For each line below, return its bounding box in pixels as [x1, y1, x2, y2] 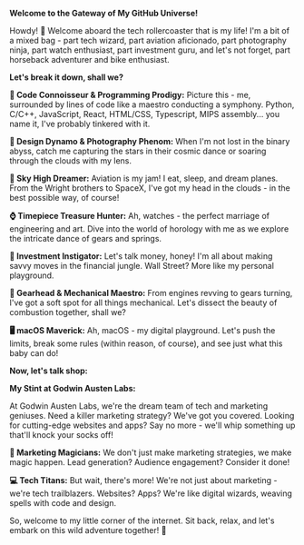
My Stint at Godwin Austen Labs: [9, 383, 136, 393]
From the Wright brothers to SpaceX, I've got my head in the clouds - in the [9, 183, 290, 193]
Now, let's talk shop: [9, 365, 88, 376]
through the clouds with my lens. [9, 155, 132, 166]
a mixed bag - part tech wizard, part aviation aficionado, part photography [9, 35, 288, 45]
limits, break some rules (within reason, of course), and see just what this [9, 338, 283, 349]
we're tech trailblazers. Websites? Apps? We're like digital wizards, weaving [9, 488, 293, 499]
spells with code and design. [9, 498, 116, 508]
